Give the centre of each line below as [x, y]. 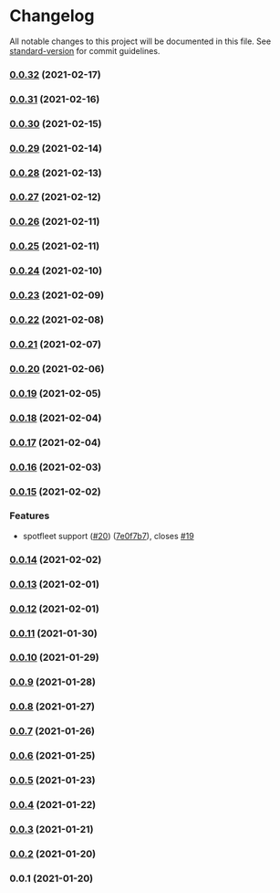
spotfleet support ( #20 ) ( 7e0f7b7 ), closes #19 [108, 536]
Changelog [52, 16]
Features [30, 516]
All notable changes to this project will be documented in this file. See [140, 41]
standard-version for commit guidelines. [85, 50]
